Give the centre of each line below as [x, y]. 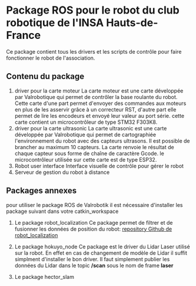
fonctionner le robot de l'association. [51, 58]
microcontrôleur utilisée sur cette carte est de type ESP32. [86, 159]
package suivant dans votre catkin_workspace [62, 211]
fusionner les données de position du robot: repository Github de [93, 229]
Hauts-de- [132, 23]
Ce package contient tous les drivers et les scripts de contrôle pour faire [94, 51]
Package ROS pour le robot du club [93, 10]
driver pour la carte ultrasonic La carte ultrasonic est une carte [91, 128]
